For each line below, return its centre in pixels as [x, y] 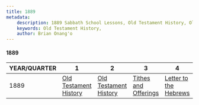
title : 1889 [21, 12]
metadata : [18, 17]
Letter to [176, 78]
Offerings [146, 93]
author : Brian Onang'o [45, 34]
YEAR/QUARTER [33, 68]
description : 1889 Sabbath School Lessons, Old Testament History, [102, 23]
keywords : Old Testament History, [59, 28]
